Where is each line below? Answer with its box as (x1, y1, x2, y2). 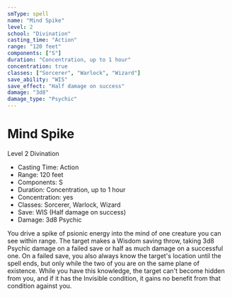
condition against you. (7, 281, 72, 290)
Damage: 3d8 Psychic (17, 215, 83, 224)
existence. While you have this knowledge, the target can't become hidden (7, 266, 225, 275)
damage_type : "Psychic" (7, 96, 78, 103)
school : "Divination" (7, 30, 71, 37)
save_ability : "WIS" (7, 75, 69, 83)
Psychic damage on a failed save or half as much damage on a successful (7, 244, 224, 253)
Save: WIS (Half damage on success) (17, 207, 127, 216)
